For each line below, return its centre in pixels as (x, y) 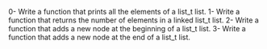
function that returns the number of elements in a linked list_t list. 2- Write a (134, 20)
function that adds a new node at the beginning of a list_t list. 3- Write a (127, 29)
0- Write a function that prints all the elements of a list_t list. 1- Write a (124, 12)
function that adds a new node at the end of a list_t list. (100, 37)
